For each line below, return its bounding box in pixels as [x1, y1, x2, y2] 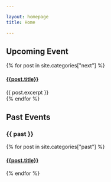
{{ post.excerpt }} [6, 89, 49, 96]
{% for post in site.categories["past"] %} [6, 143, 105, 151]
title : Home [6, 19, 35, 25]
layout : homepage [6, 14, 49, 19]
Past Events [6, 112, 51, 122]
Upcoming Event [6, 46, 69, 56]
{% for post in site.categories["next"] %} [6, 62, 105, 69]
